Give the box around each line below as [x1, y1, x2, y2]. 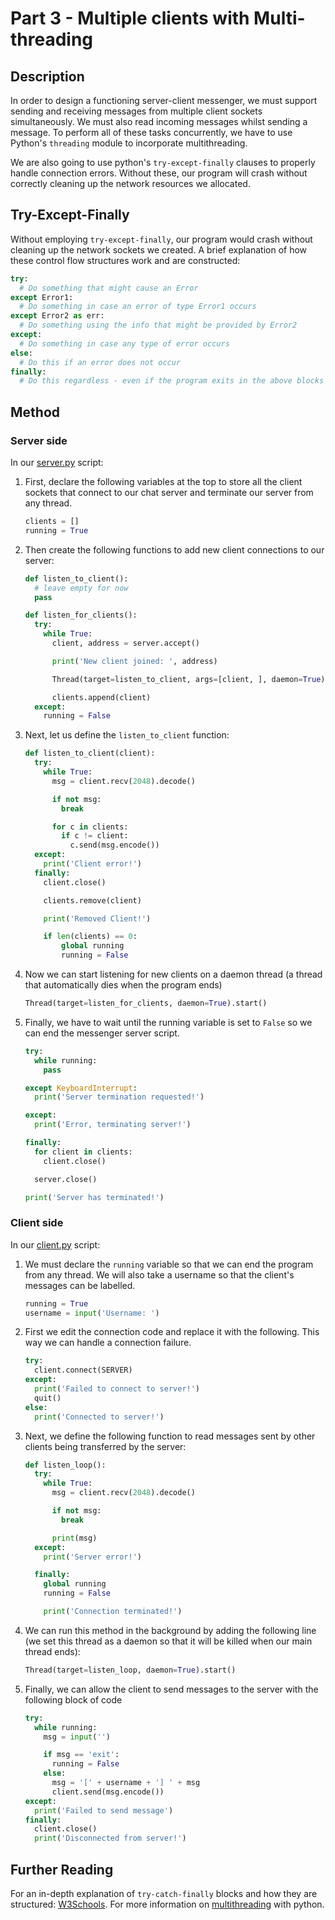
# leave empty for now [34, 583, 129, 593]
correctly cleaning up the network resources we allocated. [10, 178, 251, 189]
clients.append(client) [51, 692, 152, 702]
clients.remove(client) [43, 895, 142, 906]
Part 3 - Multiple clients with [10, 7, 250, 30]
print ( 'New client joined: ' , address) [51, 656, 218, 666]
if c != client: [61, 831, 129, 841]
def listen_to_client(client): [24, 748, 156, 759]
